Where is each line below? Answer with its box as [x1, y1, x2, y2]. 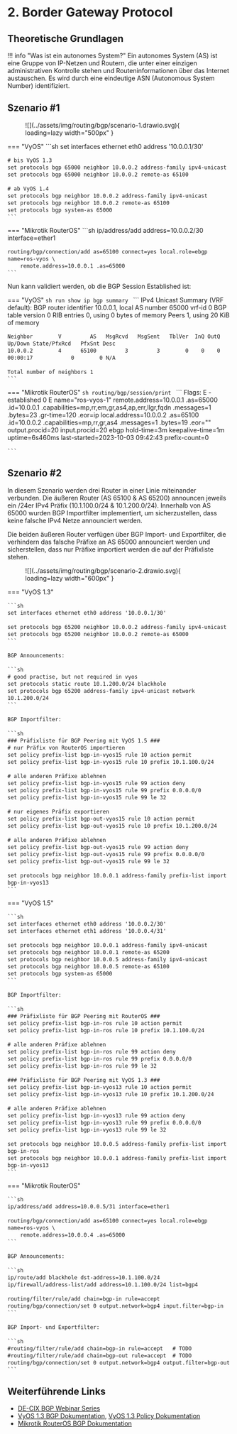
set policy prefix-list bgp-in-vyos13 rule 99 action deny [7, 1112, 186, 1119]
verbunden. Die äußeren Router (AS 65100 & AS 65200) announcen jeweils [7, 493, 226, 502]
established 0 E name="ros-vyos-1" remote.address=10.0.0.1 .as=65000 [7, 395, 219, 404]
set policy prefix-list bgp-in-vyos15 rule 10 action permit [7, 751, 192, 758]
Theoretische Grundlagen [7, 33, 124, 45]
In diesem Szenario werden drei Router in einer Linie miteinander [7, 486, 197, 494]
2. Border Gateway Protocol [7, 4, 173, 21]
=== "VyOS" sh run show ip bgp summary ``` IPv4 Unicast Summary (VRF [7, 295, 224, 304]
